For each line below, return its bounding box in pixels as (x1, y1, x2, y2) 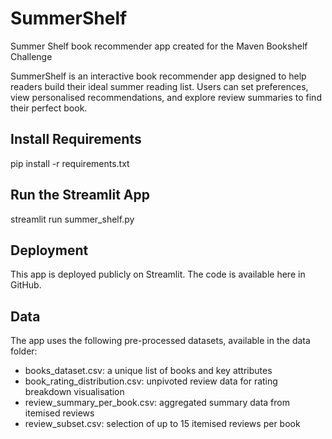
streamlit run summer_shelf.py (10, 213, 135, 225)
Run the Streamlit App (10, 187, 150, 204)
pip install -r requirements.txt (10, 157, 130, 169)
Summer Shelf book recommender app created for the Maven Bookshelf (10, 40, 308, 52)
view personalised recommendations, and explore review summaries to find (10, 91, 322, 103)
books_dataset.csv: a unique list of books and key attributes (24, 365, 273, 377)
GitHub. (10, 279, 42, 291)
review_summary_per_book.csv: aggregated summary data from (24, 397, 290, 409)
